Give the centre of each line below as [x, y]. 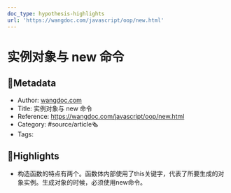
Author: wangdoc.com [50, 100]
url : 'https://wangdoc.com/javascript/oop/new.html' [86, 20]
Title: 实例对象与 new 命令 [55, 108]
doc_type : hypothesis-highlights [56, 14]
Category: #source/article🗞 [58, 124]
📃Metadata [32, 84]
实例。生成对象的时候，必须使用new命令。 [85, 183]
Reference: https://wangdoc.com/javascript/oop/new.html [101, 116]
